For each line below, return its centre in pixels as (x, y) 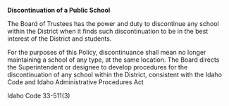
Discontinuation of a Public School (59, 10)
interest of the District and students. (60, 39)
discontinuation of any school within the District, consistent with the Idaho (114, 74)
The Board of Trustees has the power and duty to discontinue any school (113, 24)
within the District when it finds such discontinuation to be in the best (108, 31)
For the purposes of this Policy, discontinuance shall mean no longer (107, 52)
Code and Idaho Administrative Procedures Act (76, 82)
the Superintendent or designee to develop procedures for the (98, 67)
